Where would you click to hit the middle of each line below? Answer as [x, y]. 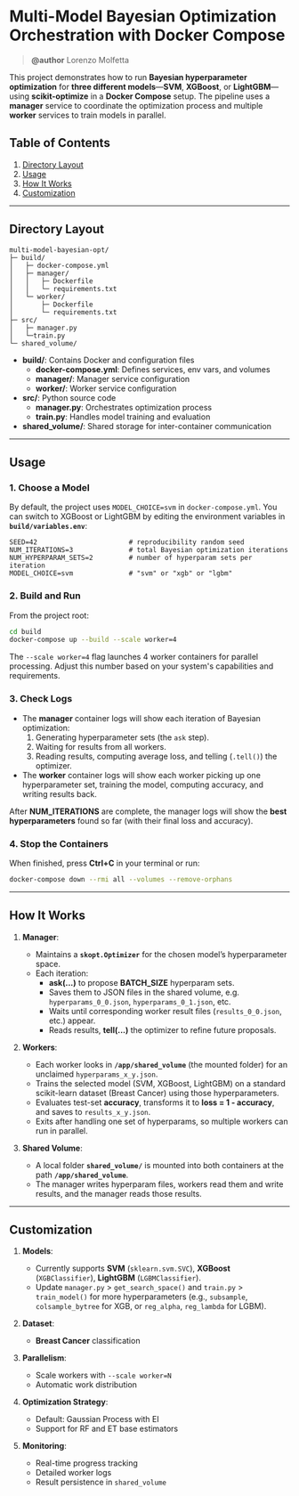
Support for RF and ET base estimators [107, 1429]
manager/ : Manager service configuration [113, 378]
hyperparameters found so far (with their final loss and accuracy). [131, 820]
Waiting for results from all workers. [101, 746]
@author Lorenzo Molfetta [80, 60]
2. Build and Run [45, 596]
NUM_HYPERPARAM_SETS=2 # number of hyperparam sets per [131, 558]
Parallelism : [44, 1358]
